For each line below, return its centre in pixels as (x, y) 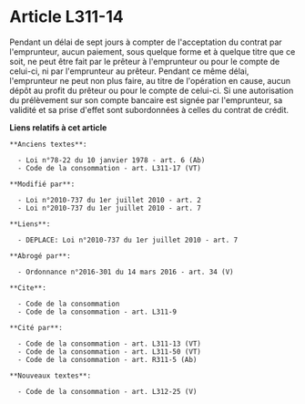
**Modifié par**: (42, 184)
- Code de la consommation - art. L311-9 (97, 312)
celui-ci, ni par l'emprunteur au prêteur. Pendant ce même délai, (129, 71)
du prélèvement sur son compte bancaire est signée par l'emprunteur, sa (146, 100)
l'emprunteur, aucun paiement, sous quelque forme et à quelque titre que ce (152, 51)
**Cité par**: (36, 327)
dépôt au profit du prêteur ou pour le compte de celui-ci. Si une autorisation (152, 90)
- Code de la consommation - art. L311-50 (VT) (110, 352)
